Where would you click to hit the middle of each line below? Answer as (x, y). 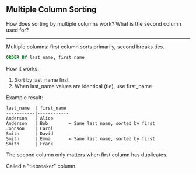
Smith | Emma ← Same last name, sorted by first (81, 139)
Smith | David (30, 134)
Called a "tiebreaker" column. (41, 166)
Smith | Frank (30, 144)
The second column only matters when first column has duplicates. (87, 155)
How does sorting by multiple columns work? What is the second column (94, 23)
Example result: (25, 97)
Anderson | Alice (30, 118)
